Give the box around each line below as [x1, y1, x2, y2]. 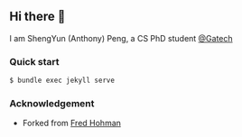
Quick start [9, 55, 60, 68]
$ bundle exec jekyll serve [9, 76, 116, 86]
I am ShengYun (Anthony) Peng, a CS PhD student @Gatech [9, 32, 233, 43]
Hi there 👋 [9, 9, 66, 24]
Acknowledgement [9, 96, 95, 109]
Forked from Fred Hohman [22, 118, 122, 129]
